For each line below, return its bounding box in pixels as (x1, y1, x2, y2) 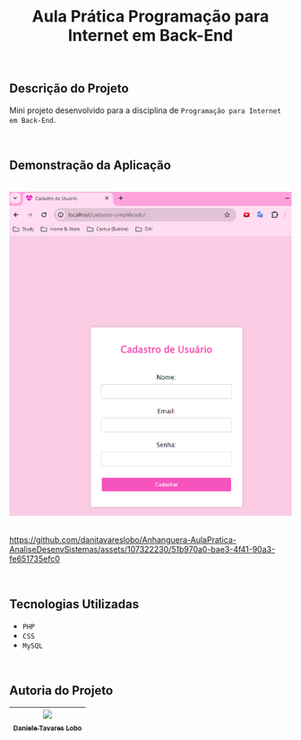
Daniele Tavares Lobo (13, 724, 82, 733)
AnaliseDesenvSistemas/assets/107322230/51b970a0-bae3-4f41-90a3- (9, 544, 276, 554)
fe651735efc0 (9, 553, 61, 564)
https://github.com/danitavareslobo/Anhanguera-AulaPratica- (9, 534, 237, 544)
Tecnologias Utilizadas (9, 596, 140, 612)
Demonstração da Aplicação (9, 158, 172, 173)
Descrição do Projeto (9, 81, 129, 96)
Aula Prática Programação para (31, 6, 270, 27)
